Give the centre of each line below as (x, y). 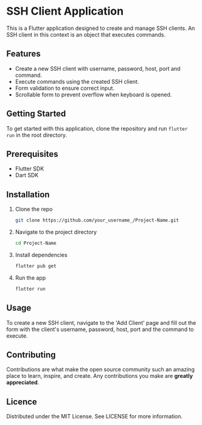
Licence (22, 401)
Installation (28, 194)
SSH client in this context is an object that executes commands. (86, 34)
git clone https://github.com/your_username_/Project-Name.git (97, 220)
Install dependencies (41, 255)
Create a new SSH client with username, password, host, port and (98, 68)
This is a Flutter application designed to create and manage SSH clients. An (101, 28)
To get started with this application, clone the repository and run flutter (97, 128)
